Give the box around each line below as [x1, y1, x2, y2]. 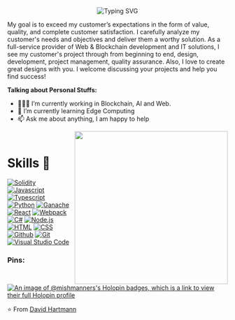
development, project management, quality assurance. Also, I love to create [7, 57, 225, 66]
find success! [7, 73, 46, 80]
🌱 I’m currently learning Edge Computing [17, 107, 135, 115]
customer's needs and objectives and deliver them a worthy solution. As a [7, 35, 221, 43]
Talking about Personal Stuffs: [7, 86, 97, 94]
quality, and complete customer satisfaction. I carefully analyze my [7, 28, 200, 36]
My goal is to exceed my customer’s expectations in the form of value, [7, 20, 210, 29]
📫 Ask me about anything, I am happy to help [17, 115, 150, 123]
